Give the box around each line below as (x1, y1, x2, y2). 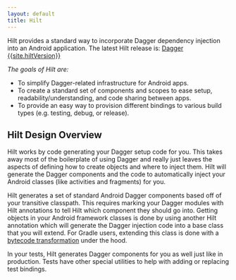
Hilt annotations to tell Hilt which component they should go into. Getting (7, 206, 218, 215)
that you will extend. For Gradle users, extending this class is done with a (7, 229, 220, 237)
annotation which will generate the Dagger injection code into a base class (7, 221, 224, 230)
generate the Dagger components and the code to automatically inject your (7, 170, 225, 178)
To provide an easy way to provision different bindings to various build (17, 101, 222, 109)
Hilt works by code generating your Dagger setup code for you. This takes (7, 147, 223, 156)
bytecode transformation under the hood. (7, 236, 128, 245)
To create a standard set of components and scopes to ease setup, (17, 86, 213, 95)
